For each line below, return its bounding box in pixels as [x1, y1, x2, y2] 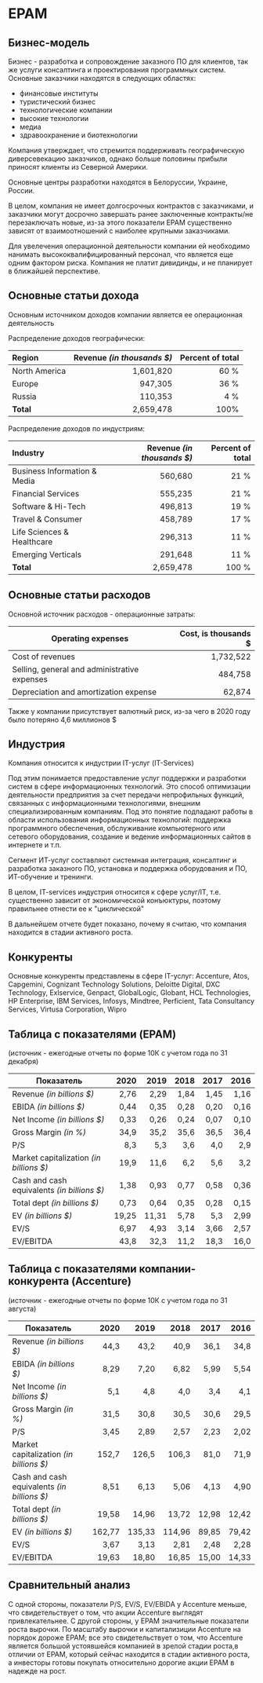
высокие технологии [19, 114, 89, 123]
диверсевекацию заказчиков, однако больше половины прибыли [8, 154, 228, 163]
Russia [12, 390, 37, 401]
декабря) [8, 1057, 39, 1067]
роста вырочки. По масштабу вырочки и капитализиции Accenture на [8, 1624, 241, 1634]
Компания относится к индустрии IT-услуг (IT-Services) [8, 759, 194, 768]
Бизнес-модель [8, 36, 90, 49]
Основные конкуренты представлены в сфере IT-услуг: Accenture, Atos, [8, 971, 250, 981]
